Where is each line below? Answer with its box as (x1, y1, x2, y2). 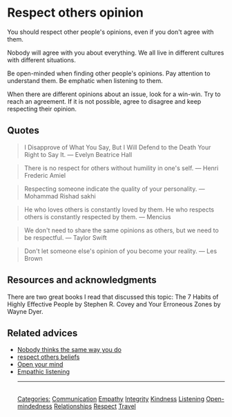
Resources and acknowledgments (7, 275, 157, 286)
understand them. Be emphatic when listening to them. (7, 76, 164, 84)
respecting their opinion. (7, 104, 77, 113)
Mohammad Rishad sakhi (23, 192, 96, 200)
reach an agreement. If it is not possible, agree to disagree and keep (7, 97, 202, 105)
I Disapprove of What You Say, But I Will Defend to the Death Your (23, 143, 211, 151)
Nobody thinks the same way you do (17, 346, 122, 354)
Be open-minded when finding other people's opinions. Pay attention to (7, 69, 211, 77)
